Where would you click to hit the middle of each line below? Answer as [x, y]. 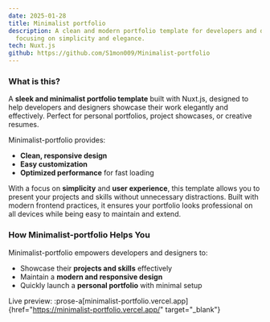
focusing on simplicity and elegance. [81, 38]
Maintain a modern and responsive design [91, 277]
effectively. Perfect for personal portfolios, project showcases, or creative [130, 116]
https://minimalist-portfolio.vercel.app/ [96, 309]
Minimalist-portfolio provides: [57, 140]
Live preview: [31, 301]
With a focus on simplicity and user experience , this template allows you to [134, 188]
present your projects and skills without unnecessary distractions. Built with [133, 197]
